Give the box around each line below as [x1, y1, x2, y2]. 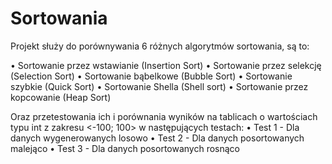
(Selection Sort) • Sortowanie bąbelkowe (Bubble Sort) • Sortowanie [10, 70, 293, 82]
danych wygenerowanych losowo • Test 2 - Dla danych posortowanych [10, 132, 305, 144]
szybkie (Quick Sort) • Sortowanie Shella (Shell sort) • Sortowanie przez [10, 80, 309, 92]
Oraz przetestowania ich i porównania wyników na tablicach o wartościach [10, 110, 318, 122]
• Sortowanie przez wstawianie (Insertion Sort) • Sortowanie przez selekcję [10, 59, 322, 71]
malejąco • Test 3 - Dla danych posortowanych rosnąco [10, 142, 241, 154]
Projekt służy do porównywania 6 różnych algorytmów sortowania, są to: [10, 40, 310, 52]
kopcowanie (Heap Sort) [10, 91, 112, 103]
